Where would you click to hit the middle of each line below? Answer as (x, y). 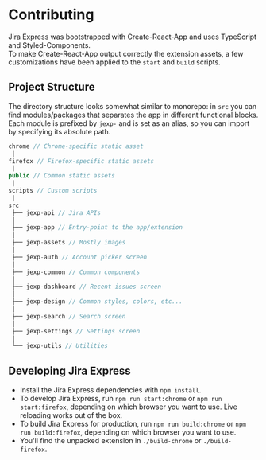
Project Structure (52, 87)
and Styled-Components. (50, 45)
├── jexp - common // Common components (76, 272)
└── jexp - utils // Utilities (60, 346)
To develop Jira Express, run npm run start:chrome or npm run (121, 399)
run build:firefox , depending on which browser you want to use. (128, 432)
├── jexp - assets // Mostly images (69, 243)
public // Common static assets (62, 176)
